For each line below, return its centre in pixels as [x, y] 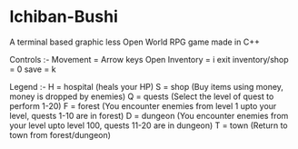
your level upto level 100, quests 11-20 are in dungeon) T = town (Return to [149, 125]
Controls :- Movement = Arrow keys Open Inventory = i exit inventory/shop [149, 59]
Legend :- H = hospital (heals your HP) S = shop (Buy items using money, [147, 86]
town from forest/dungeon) [60, 134]
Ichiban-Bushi [64, 17]
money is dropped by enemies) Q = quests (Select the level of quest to [142, 96]
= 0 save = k [33, 69]
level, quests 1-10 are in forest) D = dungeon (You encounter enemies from [149, 115]
